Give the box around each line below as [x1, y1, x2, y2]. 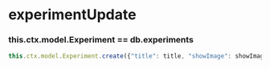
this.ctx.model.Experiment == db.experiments [8, 34, 194, 46]
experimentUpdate [8, 6, 137, 24]
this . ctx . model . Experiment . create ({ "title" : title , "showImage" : [8, 52, 231, 61]
